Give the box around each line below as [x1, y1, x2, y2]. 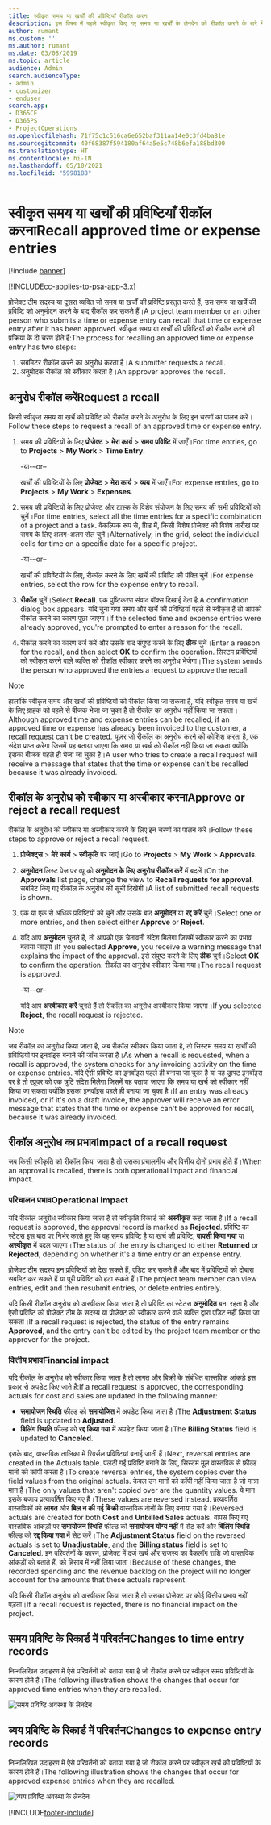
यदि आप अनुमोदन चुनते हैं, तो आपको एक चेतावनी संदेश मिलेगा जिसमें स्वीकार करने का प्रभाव [19, 932, 252, 942]
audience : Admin [8, 65, 63, 73]
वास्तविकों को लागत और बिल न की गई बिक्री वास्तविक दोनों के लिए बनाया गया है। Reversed [8, 1503, 244, 1513]
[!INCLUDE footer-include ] [8, 1807, 94, 1817]
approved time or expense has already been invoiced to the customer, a [8, 723, 248, 732]
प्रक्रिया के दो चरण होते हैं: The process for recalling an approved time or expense [8, 332, 254, 343]
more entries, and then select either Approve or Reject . [19, 917, 205, 927]
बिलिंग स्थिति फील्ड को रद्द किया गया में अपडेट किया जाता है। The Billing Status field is [19, 1424, 257, 1434]
